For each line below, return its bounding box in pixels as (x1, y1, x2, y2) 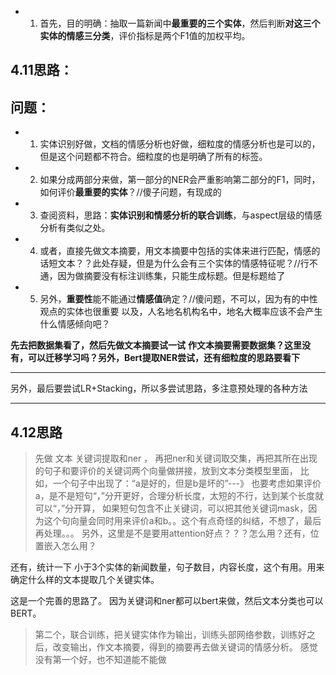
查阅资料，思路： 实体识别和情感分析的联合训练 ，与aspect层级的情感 (39, 209, 323, 221)
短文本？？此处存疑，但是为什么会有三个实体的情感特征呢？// (48, 257, 301, 270)
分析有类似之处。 (39, 222, 111, 234)
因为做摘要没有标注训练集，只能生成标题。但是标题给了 (57, 270, 286, 282)
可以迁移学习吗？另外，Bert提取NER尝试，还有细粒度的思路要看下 (27, 352, 301, 364)
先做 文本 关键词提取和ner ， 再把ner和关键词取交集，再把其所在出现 (34, 452, 318, 465)
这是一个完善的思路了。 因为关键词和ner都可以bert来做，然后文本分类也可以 (10, 595, 324, 607)
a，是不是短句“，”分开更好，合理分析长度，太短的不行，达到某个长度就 (34, 490, 324, 502)
